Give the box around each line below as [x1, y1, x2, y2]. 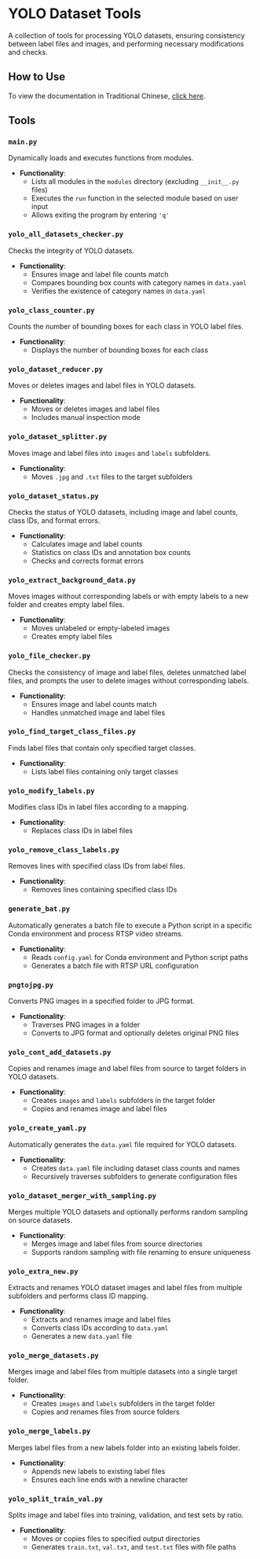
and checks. [8, 47, 49, 57]
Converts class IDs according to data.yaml [31, 1323, 169, 1333]
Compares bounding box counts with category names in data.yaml [31, 278, 247, 287]
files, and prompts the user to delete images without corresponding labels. [8, 675, 250, 685]
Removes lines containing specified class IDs [31, 885, 178, 895]
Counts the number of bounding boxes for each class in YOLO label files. [8, 322, 244, 331]
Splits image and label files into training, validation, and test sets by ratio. [8, 1510, 244, 1520]
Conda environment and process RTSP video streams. [8, 928, 184, 938]
